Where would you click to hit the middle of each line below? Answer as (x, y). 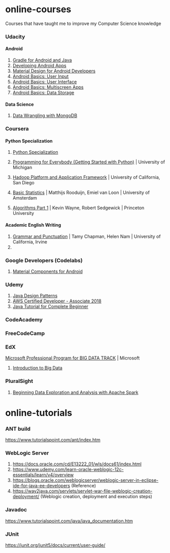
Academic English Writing (33, 225)
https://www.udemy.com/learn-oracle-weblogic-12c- (68, 469)
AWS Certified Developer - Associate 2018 (57, 301)
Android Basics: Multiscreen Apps (48, 87)
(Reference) (83, 486)
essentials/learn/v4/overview (43, 475)
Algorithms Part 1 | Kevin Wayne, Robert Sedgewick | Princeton (78, 208)
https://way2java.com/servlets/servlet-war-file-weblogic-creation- (82, 491)
